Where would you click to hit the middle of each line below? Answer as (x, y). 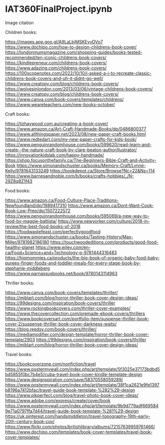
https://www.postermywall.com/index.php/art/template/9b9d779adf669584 (82, 406)
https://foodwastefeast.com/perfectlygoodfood (53, 231)
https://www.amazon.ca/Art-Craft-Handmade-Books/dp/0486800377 (76, 128)
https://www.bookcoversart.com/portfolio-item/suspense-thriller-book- (77, 318)
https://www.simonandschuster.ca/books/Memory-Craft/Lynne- (81, 165)
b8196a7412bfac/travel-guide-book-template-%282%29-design (70, 390)
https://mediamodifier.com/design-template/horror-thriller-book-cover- (77, 334)
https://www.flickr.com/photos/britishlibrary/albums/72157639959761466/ (80, 426)
